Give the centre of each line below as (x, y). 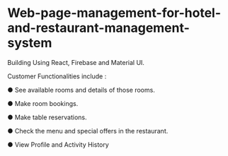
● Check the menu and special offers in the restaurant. (88, 131)
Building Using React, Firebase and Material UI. (76, 62)
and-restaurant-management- (98, 28)
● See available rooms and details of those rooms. (81, 90)
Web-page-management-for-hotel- (114, 13)
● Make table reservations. (47, 117)
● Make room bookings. (43, 103)
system (30, 43)
